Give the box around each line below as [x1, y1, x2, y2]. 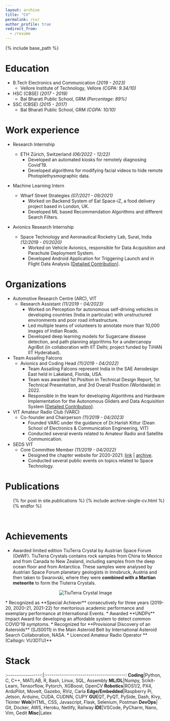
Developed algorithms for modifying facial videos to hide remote [27, 167, 163, 173]
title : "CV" [5, 12, 31, 17]
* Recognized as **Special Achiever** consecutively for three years [5, 599, 149, 606]
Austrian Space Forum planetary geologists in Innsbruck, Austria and [12, 569, 157, 575]
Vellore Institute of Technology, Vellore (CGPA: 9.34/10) [20, 85, 136, 91]
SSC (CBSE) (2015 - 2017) [12, 101, 67, 107]
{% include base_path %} [5, 45, 59, 51]
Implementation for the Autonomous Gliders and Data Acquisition [27, 398, 164, 404]
